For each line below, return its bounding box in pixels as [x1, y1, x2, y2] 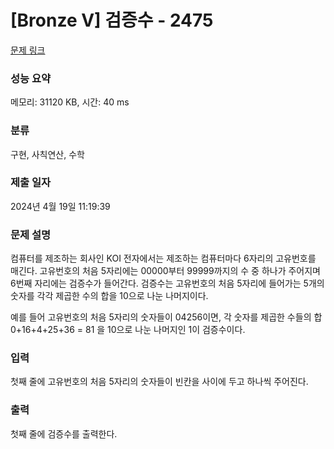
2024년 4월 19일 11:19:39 [10, 200, 111, 212]
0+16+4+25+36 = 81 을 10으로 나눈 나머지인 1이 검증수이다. [10, 324, 246, 336]
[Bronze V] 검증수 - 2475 [10, 9, 214, 32]
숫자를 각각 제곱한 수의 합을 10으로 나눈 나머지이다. [10, 290, 209, 302]
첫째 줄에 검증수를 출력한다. [10, 427, 118, 440]
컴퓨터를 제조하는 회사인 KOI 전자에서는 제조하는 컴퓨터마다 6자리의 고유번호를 [10, 252, 317, 265]
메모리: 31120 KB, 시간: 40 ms [10, 96, 130, 108]
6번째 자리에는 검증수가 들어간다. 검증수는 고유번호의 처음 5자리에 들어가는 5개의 [10, 277, 325, 290]
